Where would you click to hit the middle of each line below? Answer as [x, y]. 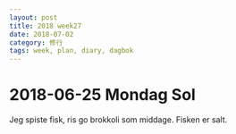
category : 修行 [36, 42]
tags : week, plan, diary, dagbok [72, 51]
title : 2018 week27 [46, 26]
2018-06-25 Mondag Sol [103, 95]
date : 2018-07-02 [42, 34]
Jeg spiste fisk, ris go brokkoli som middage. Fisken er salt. [118, 120]
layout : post [34, 17]
